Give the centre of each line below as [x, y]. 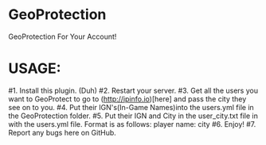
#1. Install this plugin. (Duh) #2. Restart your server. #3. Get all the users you [133, 90]
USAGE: [35, 69]
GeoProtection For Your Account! [63, 36]
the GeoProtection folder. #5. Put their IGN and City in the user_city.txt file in [133, 116]
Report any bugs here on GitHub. [63, 132]
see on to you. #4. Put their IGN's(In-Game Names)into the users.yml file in [131, 107]
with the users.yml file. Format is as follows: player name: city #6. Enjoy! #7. [132, 124]
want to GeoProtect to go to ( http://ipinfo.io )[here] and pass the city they [127, 99]
